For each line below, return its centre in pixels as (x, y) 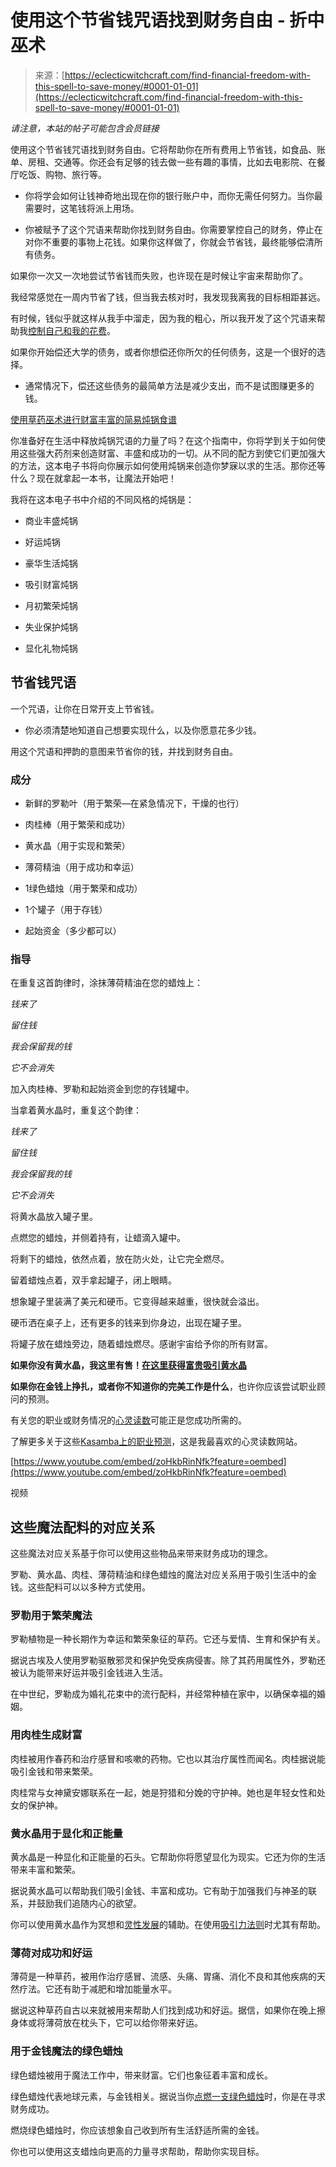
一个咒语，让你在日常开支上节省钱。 (85, 708)
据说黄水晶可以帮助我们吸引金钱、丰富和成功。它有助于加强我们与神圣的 (159, 1891)
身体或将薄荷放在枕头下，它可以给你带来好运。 (106, 2023)
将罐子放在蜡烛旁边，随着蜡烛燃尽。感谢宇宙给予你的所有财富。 (141, 1344)
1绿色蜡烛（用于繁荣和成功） (83, 888)
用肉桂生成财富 (46, 1735)
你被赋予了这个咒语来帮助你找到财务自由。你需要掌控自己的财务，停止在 (173, 229)
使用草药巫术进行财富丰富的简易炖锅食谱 (93, 419)
